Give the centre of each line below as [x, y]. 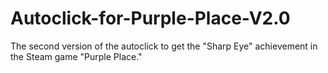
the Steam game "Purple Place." [76, 56]
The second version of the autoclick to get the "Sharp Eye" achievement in [164, 46]
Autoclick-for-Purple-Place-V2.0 [150, 18]
